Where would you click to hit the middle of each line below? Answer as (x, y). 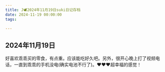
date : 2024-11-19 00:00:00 (34, 15)
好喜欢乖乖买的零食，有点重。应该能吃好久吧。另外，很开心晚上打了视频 (80, 58)
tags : (11, 19)
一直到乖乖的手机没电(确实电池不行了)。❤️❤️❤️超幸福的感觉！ (78, 65)
